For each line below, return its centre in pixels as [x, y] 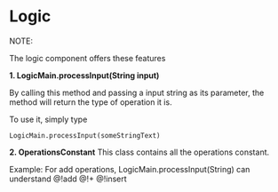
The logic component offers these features [87, 58]
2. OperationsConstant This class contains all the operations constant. [139, 152]
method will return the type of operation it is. [91, 102]
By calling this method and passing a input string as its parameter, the [137, 92]
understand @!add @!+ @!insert [68, 179]
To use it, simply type [48, 119]
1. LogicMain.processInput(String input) [84, 75]
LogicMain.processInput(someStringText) [85, 135]
